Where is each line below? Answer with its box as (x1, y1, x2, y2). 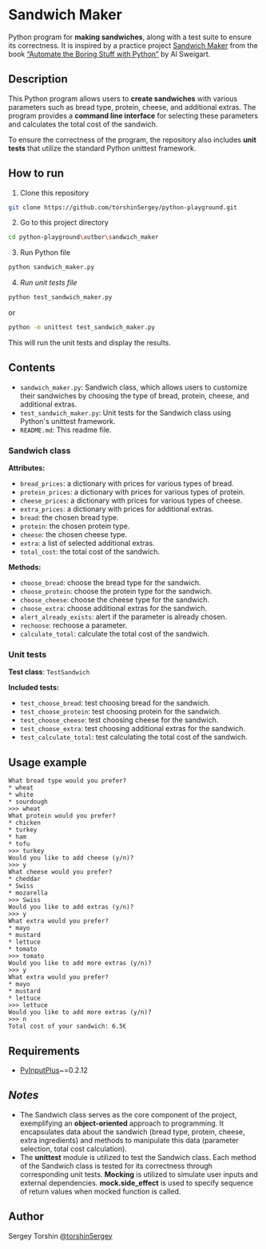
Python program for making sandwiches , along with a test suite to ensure (8, 32, 252, 42)
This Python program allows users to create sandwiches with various (8, 94, 238, 103)
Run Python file (19, 248, 70, 257)
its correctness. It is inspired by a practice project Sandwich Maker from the (8, 40, 258, 50)
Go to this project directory (19, 218, 109, 228)
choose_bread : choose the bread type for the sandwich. (19, 578, 201, 588)
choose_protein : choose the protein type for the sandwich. (19, 587, 212, 596)
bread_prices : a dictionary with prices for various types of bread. (19, 479, 234, 488)
